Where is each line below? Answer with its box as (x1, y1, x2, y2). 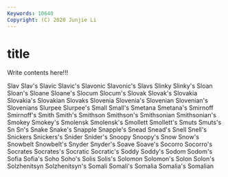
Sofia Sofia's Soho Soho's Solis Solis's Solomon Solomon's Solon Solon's (7, 155, 215, 163)
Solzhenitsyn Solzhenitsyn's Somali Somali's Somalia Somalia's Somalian (7, 162, 214, 170)
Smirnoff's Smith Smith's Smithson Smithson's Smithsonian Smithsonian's (7, 111, 216, 119)
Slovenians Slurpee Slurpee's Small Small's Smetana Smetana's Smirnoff (7, 104, 214, 112)
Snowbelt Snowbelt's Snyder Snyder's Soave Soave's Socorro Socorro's (7, 140, 213, 148)
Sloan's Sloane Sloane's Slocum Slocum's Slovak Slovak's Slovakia (7, 89, 198, 97)
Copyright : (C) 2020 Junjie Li (7, 16, 97, 23)
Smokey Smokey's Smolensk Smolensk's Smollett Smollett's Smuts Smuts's (7, 118, 222, 127)
